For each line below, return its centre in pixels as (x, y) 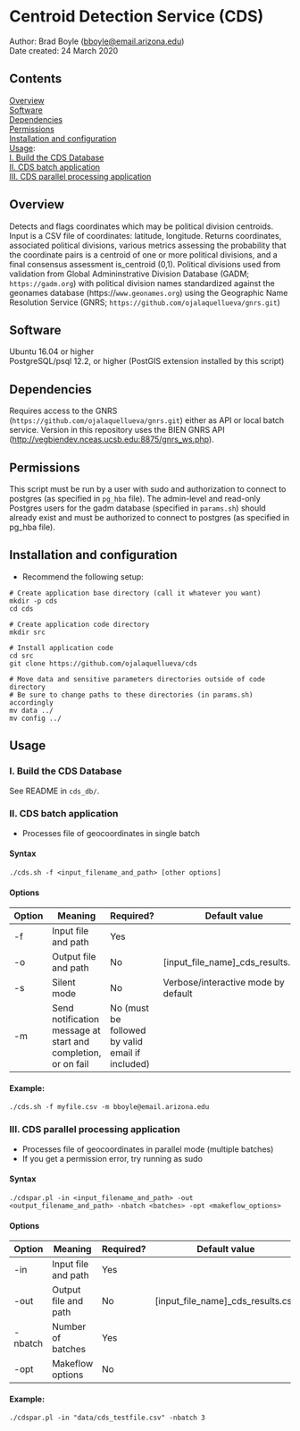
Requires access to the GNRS (63, 411)
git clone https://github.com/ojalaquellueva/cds (104, 664)
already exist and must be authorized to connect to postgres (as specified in (150, 517)
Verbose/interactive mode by (224, 983)
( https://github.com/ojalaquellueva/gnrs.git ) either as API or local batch (147, 420)
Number (69, 1327)
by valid (126, 1042)
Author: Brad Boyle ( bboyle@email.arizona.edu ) (97, 41)
